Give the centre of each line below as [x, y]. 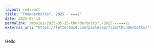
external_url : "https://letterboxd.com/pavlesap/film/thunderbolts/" [77, 28]
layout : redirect [23, 9]
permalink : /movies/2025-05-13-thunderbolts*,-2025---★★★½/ [68, 23]
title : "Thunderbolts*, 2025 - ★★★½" [44, 14]
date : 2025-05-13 [23, 18]
